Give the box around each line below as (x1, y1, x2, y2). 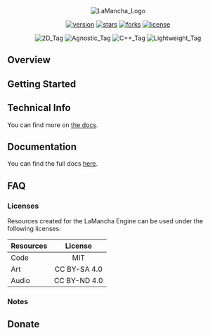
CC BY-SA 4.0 (54, 264, 103, 274)
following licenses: (7, 225, 61, 233)
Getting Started (7, 78, 77, 90)
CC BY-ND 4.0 (53, 276, 103, 286)
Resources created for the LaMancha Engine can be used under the (7, 217, 204, 225)
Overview (7, 54, 51, 66)
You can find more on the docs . (7, 120, 98, 129)
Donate (7, 318, 40, 330)
